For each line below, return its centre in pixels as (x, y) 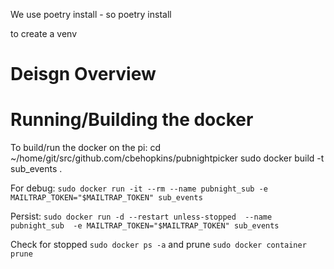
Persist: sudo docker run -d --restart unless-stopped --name (141, 216)
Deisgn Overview (83, 74)
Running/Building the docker (132, 120)
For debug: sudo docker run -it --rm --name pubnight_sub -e (139, 188)
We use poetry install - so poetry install (91, 14)
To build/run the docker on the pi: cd (86, 148)
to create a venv (44, 33)
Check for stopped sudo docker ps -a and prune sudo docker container (158, 245)
